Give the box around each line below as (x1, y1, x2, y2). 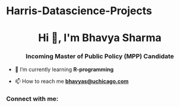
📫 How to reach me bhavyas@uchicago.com (14, 77, 129, 85)
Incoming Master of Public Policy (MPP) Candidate (26, 52, 174, 60)
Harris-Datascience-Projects (6, 4, 153, 18)
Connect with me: (6, 95, 59, 103)
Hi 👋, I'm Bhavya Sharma (38, 31, 162, 45)
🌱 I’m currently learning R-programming (14, 66, 114, 73)
